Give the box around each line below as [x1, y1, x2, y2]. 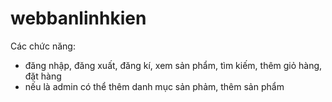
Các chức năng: [10, 40, 76, 52]
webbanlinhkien [10, 7, 147, 30]
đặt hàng [24, 70, 62, 82]
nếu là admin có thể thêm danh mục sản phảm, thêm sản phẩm [24, 80, 285, 92]
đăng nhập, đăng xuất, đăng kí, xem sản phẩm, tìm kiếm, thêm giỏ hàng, [24, 59, 323, 71]
